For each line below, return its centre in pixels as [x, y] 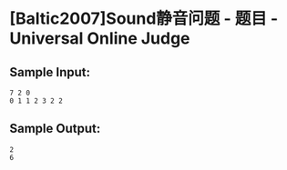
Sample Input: [50, 72]
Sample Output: [55, 129]
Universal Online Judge [100, 39]
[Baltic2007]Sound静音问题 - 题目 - [144, 19]
